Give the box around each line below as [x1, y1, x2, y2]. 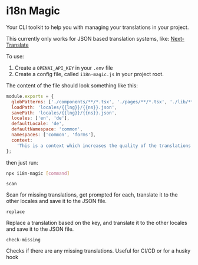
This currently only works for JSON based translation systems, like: [6, 35, 170, 42]
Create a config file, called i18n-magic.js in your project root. [14, 70, 164, 77]
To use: [6, 53, 25, 60]
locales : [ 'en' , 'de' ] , [11, 115, 70, 122]
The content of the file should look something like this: [6, 81, 138, 89]
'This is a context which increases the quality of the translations [16, 143, 192, 149]
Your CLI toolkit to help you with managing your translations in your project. [6, 24, 189, 31]
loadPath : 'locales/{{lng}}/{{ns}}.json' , [11, 104, 117, 110]
